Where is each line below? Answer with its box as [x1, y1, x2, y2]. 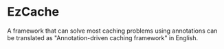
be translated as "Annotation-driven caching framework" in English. [7, 33, 199, 42]
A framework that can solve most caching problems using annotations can [7, 27, 218, 35]
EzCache [7, 4, 60, 20]
